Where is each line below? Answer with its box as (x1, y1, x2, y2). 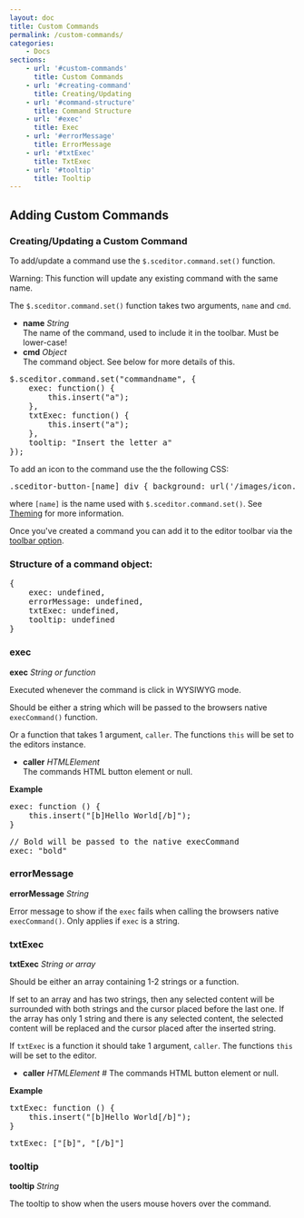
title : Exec (33, 124, 79, 133)
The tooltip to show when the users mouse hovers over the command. (9, 1198, 272, 1209)
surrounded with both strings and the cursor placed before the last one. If (9, 1004, 285, 1015)
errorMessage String (9, 887, 89, 899)
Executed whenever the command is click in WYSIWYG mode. (9, 684, 242, 695)
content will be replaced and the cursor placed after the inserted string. (9, 1023, 277, 1034)
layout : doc (9, 13, 54, 23)
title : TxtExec (33, 156, 92, 166)
